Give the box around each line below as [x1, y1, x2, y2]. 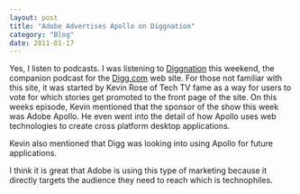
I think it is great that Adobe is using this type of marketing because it [9, 165, 268, 176]
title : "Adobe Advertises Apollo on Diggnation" [9, 22, 195, 31]
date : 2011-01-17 [9, 38, 75, 48]
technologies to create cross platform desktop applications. [9, 121, 231, 132]
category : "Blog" [9, 30, 75, 39]
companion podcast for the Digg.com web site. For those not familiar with [9, 73, 283, 84]
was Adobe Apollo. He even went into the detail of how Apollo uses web [9, 111, 277, 122]
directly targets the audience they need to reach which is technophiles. [9, 175, 273, 186]
